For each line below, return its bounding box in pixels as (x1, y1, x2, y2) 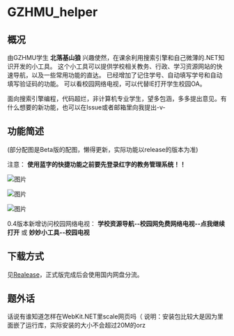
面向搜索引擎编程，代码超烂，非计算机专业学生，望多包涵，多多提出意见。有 (7, 95, 227, 102)
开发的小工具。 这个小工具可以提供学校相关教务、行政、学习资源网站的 (13, 62, 217, 70)
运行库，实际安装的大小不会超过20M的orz (25, 321, 146, 330)
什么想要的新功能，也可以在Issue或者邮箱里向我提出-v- (7, 103, 166, 112)
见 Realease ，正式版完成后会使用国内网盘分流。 (7, 270, 144, 279)
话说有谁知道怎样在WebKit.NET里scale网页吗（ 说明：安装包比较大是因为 (7, 312, 218, 321)
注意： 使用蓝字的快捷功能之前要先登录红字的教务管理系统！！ (7, 160, 186, 168)
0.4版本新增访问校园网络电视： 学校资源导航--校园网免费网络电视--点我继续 (7, 219, 225, 227)
